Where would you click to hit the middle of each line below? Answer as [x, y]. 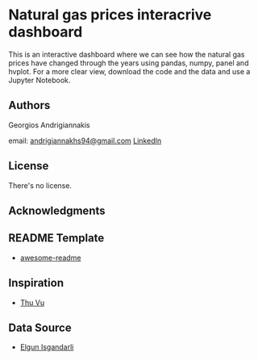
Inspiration [36, 283]
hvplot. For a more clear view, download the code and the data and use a [129, 71]
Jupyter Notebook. [40, 80]
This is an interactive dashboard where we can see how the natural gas [127, 54]
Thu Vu [32, 302]
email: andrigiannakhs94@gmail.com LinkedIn [85, 140]
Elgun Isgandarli [47, 347]
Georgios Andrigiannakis [49, 125]
